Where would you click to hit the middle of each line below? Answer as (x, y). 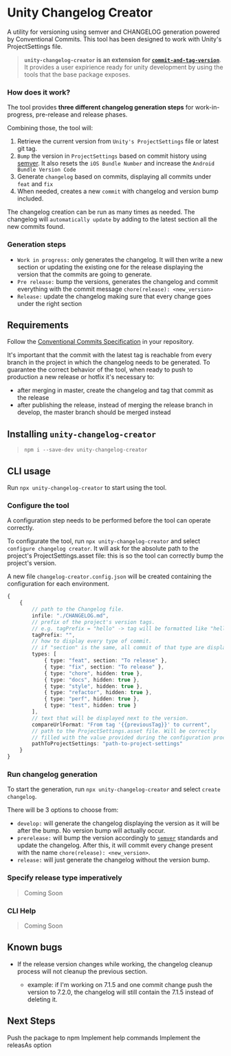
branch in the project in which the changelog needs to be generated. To (109, 363)
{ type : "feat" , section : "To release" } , (106, 661)
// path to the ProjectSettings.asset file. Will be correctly (124, 731)
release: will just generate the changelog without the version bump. (113, 860)
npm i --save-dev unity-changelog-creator (86, 450)
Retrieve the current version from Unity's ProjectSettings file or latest (118, 141)
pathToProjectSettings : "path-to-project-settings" (108, 744)
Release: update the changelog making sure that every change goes (114, 296)
